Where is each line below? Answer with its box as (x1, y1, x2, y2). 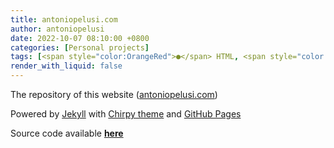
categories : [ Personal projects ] (10, 42, 150, 53)
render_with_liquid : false (10, 61, 123, 71)
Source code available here (10, 127, 124, 139)
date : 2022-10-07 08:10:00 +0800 (10, 33, 150, 43)
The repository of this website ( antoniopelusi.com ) (10, 89, 218, 100)
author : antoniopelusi (10, 24, 105, 34)
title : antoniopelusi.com (10, 14, 118, 25)
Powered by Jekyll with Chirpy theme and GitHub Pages (10, 108, 242, 120)
